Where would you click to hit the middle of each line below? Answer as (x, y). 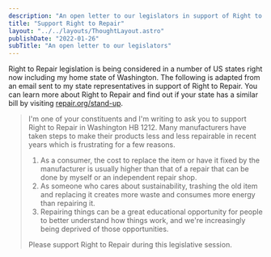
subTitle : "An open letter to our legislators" (90, 46)
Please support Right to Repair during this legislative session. (130, 245)
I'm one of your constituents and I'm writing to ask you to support (137, 119)
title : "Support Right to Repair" (67, 23)
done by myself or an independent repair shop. (119, 178)
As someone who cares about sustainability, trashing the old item (149, 186)
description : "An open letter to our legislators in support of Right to (135, 16)
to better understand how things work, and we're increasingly (143, 221)
